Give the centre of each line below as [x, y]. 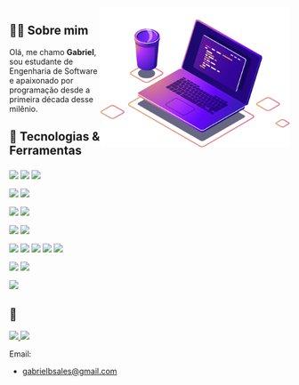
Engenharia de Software [53, 71]
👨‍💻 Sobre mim [49, 31]
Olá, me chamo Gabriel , [53, 52]
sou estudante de [41, 61]
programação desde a [50, 90]
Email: [20, 354]
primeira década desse [52, 99]
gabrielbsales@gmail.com [69, 371]
